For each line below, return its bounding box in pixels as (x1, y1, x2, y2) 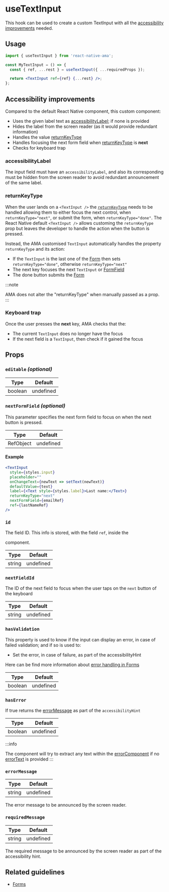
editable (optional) (5, 366, 53, 373)
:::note (5, 281, 19, 288)
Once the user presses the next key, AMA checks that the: (5, 320, 127, 326)
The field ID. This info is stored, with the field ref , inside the (5, 530, 129, 536)
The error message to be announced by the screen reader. (5, 802, 127, 808)
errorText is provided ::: (5, 756, 54, 762)
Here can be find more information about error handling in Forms (5, 662, 140, 668)
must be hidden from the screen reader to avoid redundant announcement (5, 174, 159, 180)
